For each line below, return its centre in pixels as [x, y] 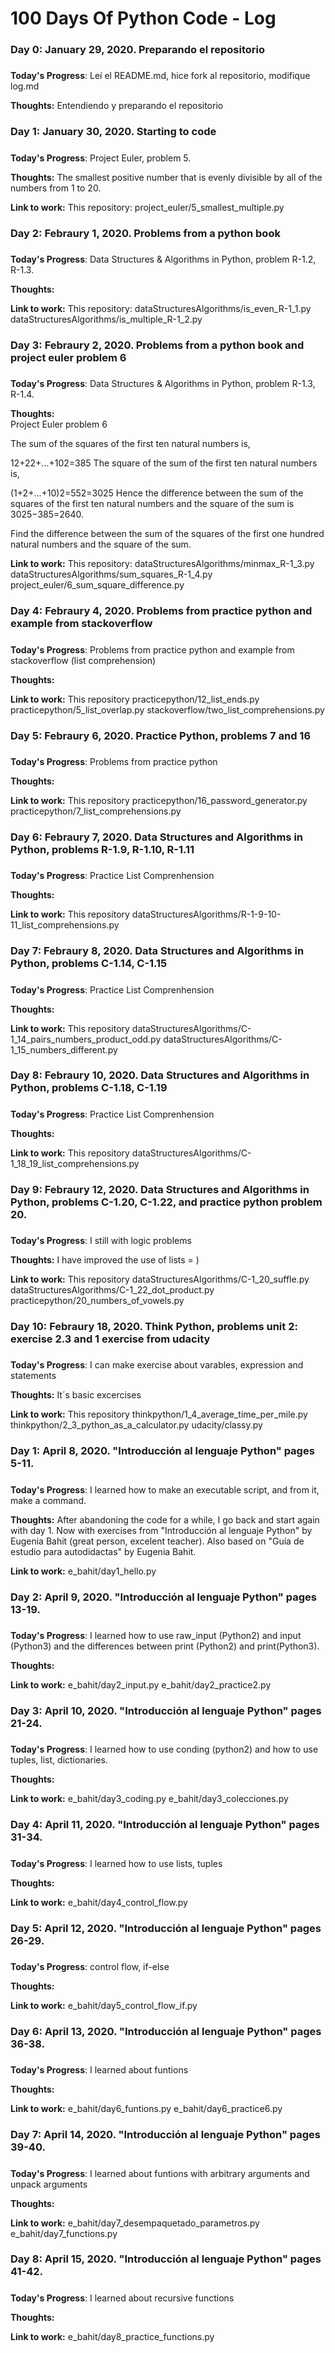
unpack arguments [49, 2184]
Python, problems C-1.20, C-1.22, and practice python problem [166, 1202]
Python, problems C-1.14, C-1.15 [89, 964]
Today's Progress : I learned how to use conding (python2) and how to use [164, 1749]
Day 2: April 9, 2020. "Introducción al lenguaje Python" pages [163, 1597]
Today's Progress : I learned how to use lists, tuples [116, 1863]
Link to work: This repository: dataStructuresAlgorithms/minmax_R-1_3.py [162, 564]
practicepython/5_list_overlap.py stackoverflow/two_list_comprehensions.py [167, 709]
